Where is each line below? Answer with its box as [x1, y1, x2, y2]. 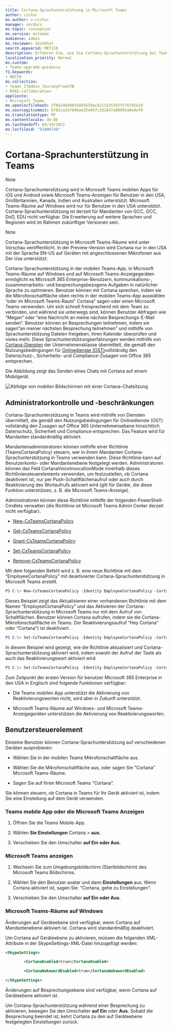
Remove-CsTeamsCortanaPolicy [12, 558, 81, 564]
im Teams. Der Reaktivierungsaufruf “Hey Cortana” [51, 620, 159, 626]
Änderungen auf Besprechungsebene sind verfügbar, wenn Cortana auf [5, 987, 157, 993]
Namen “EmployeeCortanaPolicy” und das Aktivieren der [5, 603, 125, 609]
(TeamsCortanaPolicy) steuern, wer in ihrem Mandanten [5, 449, 124, 455]
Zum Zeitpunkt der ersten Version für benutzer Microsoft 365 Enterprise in [5, 674, 162, 680]
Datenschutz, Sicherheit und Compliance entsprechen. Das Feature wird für [5, 428, 165, 434]
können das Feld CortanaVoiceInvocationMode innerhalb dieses [5, 465, 140, 472]
